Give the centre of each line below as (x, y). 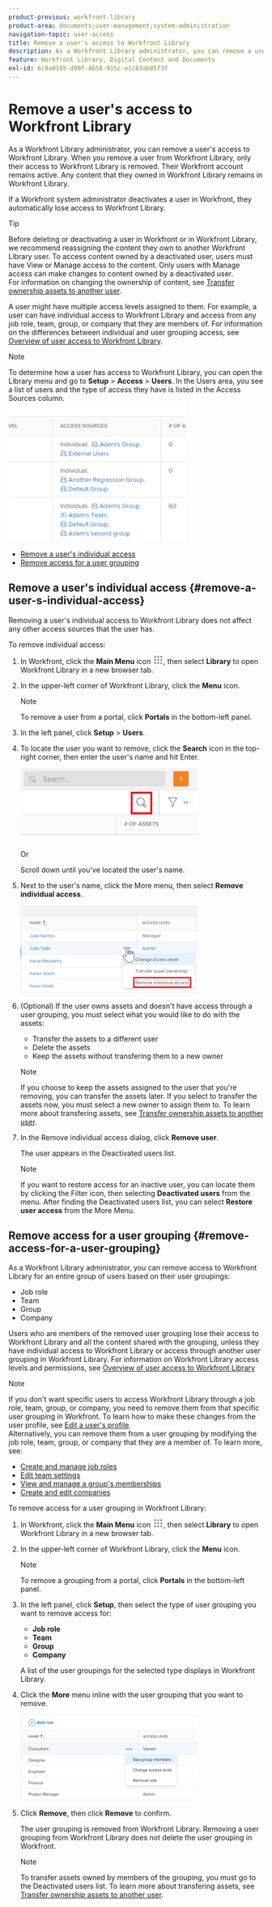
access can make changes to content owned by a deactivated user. (121, 273)
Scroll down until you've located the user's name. (102, 870)
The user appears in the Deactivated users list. (98, 1153)
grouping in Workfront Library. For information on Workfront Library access (134, 1360)
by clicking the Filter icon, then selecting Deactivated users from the (135, 1193)
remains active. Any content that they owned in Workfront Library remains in (136, 175)
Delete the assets (61, 1047)
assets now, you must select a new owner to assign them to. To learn (135, 1105)
